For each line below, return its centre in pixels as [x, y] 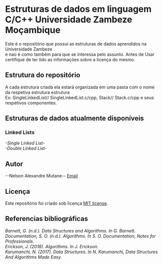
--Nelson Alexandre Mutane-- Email [41, 176]
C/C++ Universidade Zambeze [69, 20]
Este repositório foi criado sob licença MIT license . [57, 203]
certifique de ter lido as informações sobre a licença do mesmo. [70, 59]
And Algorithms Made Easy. [34, 257]
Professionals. [20, 241]
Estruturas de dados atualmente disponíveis [75, 118]
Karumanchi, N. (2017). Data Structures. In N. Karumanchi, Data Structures [81, 252]
